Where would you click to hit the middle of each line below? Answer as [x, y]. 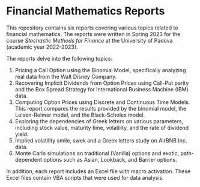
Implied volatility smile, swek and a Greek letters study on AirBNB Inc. [101, 140]
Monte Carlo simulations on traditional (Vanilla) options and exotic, [97, 153]
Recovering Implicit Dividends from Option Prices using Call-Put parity [102, 83]
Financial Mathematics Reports [86, 11]
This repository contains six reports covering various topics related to [92, 28]
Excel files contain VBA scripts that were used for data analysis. [85, 177]
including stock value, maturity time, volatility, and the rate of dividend [102, 127]
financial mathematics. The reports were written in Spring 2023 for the [93, 34]
